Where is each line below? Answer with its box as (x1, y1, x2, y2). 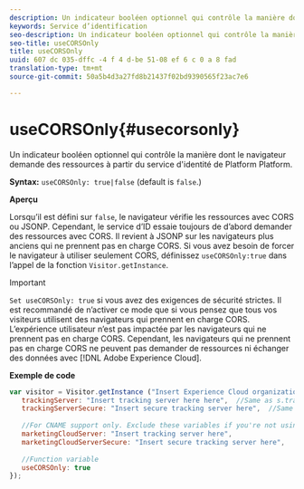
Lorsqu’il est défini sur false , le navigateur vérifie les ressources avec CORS (9, 211, 294, 222)
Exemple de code (9, 369, 76, 380)
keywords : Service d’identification (9, 22, 147, 31)
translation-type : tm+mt (9, 64, 103, 73)
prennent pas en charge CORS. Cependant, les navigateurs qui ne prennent (9, 332, 291, 344)
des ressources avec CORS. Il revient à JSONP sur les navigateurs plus (9, 230, 274, 241)
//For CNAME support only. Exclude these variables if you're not (21, 421, 278, 430)
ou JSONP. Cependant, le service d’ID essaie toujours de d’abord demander (9, 221, 292, 232)
